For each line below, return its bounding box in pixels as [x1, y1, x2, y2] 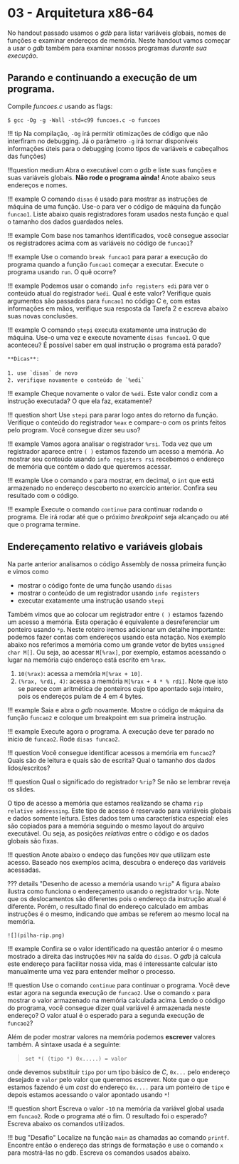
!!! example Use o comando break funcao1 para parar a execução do [7, 252, 208, 261]
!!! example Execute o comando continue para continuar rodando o [7, 504, 203, 514]
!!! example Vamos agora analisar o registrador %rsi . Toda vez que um [7, 440, 213, 448]
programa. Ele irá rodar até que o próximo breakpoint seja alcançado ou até [7, 512, 229, 521]
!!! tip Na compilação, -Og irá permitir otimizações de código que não [7, 129, 208, 137]
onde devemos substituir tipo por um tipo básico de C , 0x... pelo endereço [7, 1067, 230, 1076]
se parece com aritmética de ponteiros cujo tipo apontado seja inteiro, [17, 684, 224, 692]
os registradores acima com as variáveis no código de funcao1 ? [7, 239, 193, 247]
